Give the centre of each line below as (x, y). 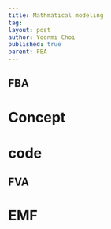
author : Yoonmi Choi (42, 37)
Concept (37, 117)
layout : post (30, 30)
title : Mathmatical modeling (56, 15)
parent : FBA (28, 52)
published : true (35, 45)
